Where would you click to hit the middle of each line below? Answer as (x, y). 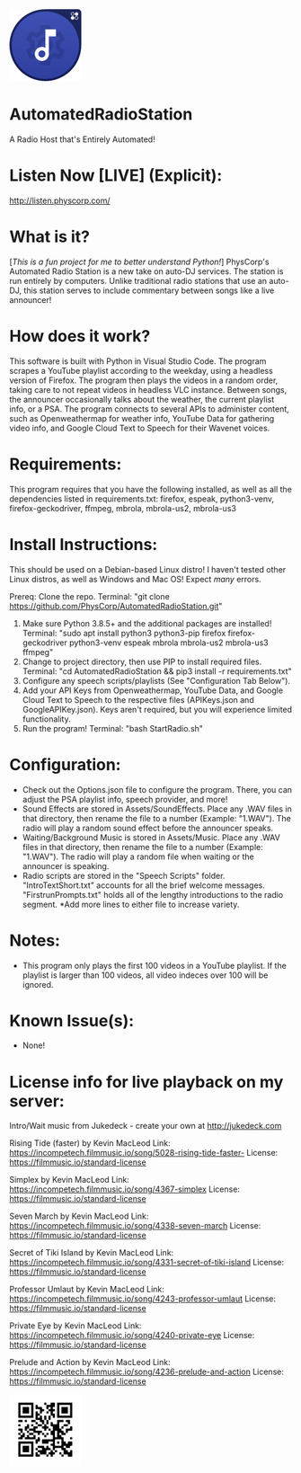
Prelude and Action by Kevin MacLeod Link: (90, 1362)
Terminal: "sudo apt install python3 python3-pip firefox (124, 633)
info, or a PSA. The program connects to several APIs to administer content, (149, 409)
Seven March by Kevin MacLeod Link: (79, 1216)
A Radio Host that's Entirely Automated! (82, 139)
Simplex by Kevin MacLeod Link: (70, 1180)
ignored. (38, 984)
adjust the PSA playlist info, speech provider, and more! (125, 799)
